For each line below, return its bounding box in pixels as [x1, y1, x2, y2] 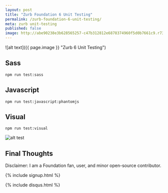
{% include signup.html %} [5, 172, 61, 178]
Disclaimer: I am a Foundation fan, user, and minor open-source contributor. [5, 162, 161, 168]
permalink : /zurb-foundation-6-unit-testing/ [5, 17, 101, 22]
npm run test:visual [5, 126, 48, 131]
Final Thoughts [5, 149, 53, 158]
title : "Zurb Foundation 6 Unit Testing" [5, 12, 93, 17]
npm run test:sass [5, 72, 43, 77]
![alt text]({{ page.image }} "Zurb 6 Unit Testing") [5, 45, 106, 50]
